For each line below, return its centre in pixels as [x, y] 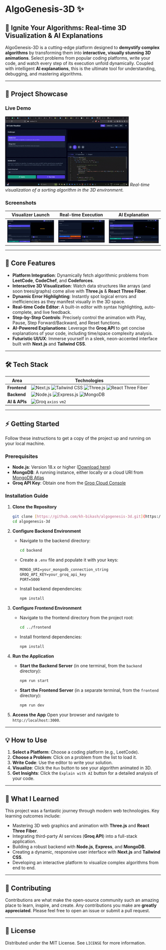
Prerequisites [21, 456]
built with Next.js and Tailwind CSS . [49, 344]
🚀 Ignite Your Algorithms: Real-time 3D [66, 28]
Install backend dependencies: [51, 589]
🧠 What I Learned [32, 799]
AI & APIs [17, 401]
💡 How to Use [26, 740]
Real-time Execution [81, 215]
